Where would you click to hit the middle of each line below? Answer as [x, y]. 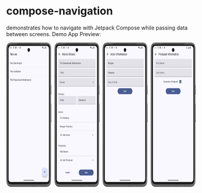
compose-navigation [60, 11]
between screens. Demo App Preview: [54, 34]
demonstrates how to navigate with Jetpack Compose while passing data [97, 28]
